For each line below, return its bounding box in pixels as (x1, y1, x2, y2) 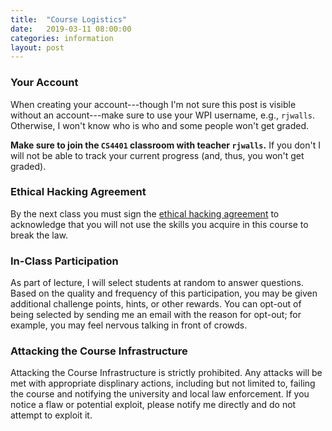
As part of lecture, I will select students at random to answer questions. (10, 277, 304, 289)
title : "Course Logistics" (10, 14, 128, 25)
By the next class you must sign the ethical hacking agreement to (10, 207, 280, 220)
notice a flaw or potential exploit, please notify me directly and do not (10, 399, 297, 411)
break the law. (10, 229, 69, 241)
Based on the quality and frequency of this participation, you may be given (10, 287, 318, 300)
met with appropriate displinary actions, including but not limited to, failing (10, 377, 316, 390)
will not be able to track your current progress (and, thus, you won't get (10, 149, 305, 161)
